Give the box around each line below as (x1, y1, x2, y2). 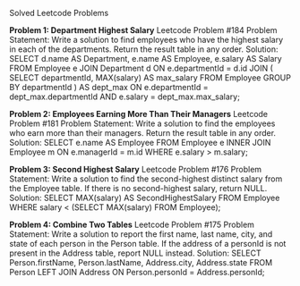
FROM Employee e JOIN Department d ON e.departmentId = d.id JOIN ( (9, 63, 273, 73)
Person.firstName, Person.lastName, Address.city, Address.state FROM (9, 257, 273, 267)
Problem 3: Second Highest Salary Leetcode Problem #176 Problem (9, 164, 262, 174)
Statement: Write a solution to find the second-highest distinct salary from (9, 173, 283, 184)
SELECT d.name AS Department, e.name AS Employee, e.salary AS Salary (9, 54, 282, 63)
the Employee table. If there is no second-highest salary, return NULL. (9, 183, 268, 193)
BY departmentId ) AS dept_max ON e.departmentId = (9, 82, 209, 92)
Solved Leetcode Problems (9, 8, 109, 18)
